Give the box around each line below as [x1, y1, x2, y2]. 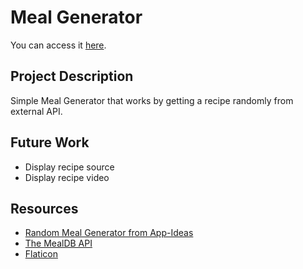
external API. [10, 105, 63, 117]
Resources [10, 200, 79, 217]
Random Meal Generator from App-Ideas [24, 227, 194, 239]
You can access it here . [10, 39, 107, 51]
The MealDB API [24, 237, 93, 250]
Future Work [10, 134, 90, 151]
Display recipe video [24, 171, 110, 183]
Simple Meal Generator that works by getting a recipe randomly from [10, 94, 294, 106]
